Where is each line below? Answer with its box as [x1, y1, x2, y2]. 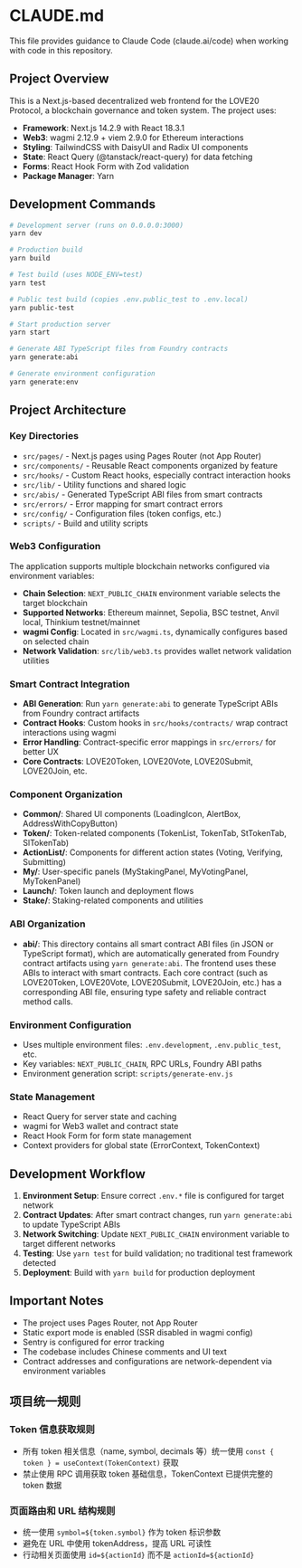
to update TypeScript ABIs [22, 1219, 121, 1231]
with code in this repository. [9, 44, 113, 55]
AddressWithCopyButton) [22, 818, 118, 829]
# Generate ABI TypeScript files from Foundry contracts [9, 345, 229, 354]
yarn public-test [9, 303, 75, 312]
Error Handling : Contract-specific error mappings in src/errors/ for [22, 736, 277, 747]
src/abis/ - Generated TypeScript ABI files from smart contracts [22, 489, 263, 499]
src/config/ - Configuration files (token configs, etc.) [22, 508, 222, 518]
